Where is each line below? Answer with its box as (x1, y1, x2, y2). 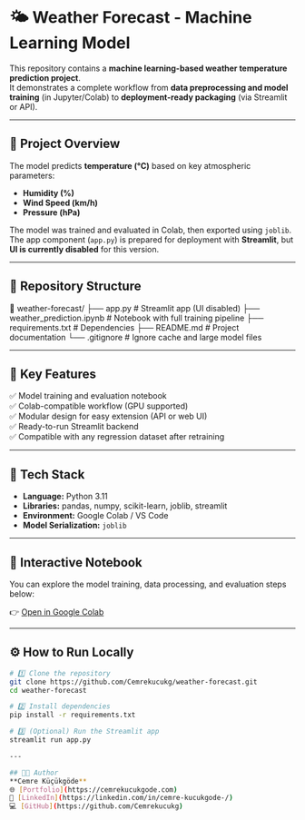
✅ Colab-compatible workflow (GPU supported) (9, 400, 189, 411)
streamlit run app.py (9, 736, 92, 745)
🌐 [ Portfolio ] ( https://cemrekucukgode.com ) (9, 785, 178, 795)
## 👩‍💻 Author (9, 768, 59, 777)
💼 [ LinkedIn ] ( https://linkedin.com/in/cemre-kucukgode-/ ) (9, 794, 233, 803)
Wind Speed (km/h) (22, 197, 98, 208)
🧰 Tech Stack (9, 467, 85, 482)
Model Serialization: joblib (22, 519, 127, 531)
